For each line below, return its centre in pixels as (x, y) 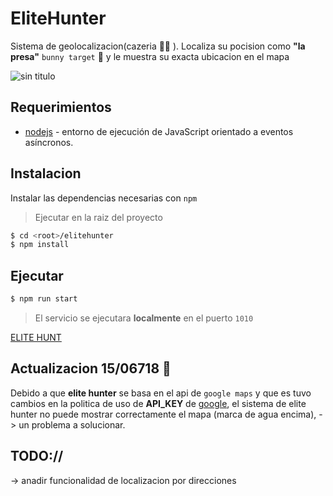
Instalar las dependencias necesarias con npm (104, 198)
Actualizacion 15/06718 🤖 (91, 368)
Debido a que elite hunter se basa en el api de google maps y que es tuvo (161, 393)
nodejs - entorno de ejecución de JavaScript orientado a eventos (159, 131)
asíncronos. (49, 142)
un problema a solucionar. (72, 424)
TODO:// (37, 456)
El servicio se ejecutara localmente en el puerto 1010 (144, 318)
